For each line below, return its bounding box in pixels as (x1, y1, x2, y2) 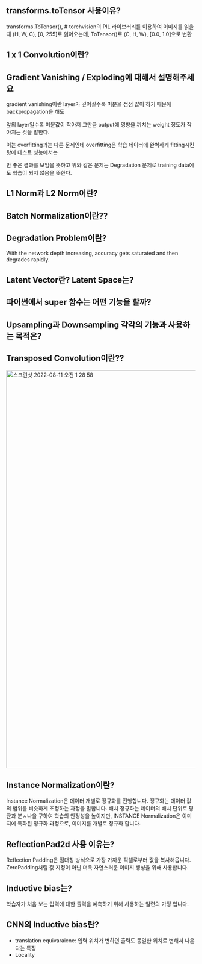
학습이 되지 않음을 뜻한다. (12, 169, 72, 177)
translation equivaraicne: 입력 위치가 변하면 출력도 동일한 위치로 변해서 (14, 936, 184, 944)
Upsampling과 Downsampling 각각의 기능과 (6, 319, 167, 330)
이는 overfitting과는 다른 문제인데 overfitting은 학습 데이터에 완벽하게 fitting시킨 (6, 141, 195, 149)
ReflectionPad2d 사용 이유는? (6, 839, 115, 850)
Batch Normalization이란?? (6, 210, 108, 221)
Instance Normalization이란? (6, 780, 115, 790)
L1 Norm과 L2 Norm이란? (6, 189, 98, 199)
